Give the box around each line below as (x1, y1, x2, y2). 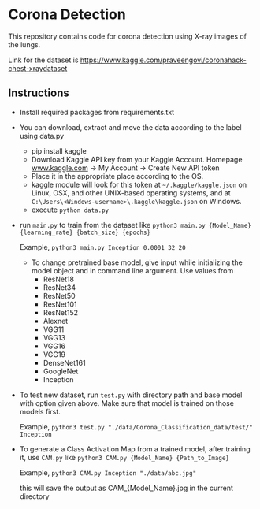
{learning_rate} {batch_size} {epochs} (19, 228, 151, 236)
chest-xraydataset (8, 63, 68, 72)
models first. (19, 407, 61, 416)
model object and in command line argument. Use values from (31, 266, 234, 275)
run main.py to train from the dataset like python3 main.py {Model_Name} (19, 220, 252, 229)
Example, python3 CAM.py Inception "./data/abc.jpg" (19, 467, 197, 477)
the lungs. (8, 39, 41, 49)
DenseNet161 (43, 358, 86, 367)
